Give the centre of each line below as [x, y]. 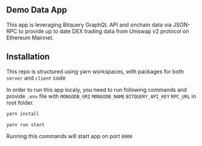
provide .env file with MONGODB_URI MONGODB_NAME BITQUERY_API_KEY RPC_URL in [101, 96]
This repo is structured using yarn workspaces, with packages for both [95, 71]
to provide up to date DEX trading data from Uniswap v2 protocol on [104, 31]
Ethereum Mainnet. [30, 37]
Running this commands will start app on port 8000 [69, 136]
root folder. [20, 102]
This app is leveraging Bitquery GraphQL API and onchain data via [89, 24]
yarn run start [26, 125]
